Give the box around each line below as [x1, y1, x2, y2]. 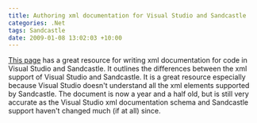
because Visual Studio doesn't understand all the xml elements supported [8, 81, 250, 90]
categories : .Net [8, 19, 66, 27]
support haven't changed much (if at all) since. [8, 106, 161, 116]
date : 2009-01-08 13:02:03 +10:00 [8, 33, 123, 42]
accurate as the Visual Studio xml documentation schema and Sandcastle [8, 98, 248, 107]
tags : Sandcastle [8, 26, 66, 34]
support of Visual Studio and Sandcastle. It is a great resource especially [8, 72, 246, 82]
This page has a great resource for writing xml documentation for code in [8, 56, 248, 65]
